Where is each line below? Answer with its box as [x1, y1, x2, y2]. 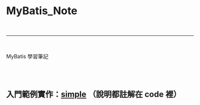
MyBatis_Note [6, 4, 78, 18]
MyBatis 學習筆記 [6, 52, 49, 60]
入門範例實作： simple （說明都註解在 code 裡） [6, 90, 182, 100]
